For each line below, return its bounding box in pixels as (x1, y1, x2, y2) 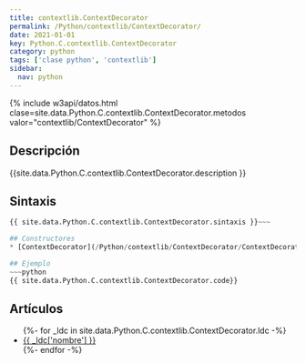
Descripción (9, 143, 80, 159)
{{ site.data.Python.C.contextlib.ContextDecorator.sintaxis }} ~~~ (9, 217, 271, 227)
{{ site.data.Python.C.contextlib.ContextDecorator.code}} (9, 276, 239, 285)
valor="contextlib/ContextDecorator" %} (9, 116, 161, 127)
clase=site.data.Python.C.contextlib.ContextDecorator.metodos (9, 106, 247, 118)
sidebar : (9, 65, 43, 74)
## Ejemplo (9, 259, 51, 268)
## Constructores (9, 234, 76, 244)
